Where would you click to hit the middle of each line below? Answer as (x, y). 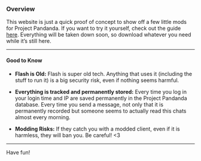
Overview (21, 9)
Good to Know (24, 60)
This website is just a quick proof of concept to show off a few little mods (97, 22)
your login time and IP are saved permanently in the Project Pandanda (101, 98)
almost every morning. (42, 117)
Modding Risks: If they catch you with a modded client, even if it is (98, 129)
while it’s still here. (29, 41)
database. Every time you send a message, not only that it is (89, 104)
